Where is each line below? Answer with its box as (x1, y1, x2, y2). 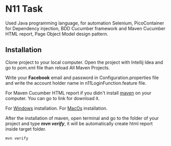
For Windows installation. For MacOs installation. (5, 105, 108, 111)
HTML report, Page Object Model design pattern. (5, 31, 108, 37)
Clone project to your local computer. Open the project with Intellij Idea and (5, 59, 163, 65)
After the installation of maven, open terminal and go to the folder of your (5, 115, 159, 121)
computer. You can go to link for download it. (5, 95, 100, 101)
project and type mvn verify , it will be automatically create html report (5, 120, 153, 127)
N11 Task (5, 3, 43, 15)
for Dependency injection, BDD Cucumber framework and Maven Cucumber (5, 25, 166, 31)
